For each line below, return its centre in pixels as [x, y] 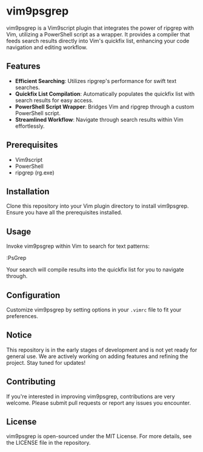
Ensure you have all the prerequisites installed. [64, 213]
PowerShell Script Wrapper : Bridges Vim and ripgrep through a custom [105, 107]
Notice [19, 335]
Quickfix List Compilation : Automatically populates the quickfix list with [105, 94]
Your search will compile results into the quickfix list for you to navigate [95, 270]
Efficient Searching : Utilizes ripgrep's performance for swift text [96, 81]
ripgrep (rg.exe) [35, 172]
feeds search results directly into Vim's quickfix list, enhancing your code [98, 41]
